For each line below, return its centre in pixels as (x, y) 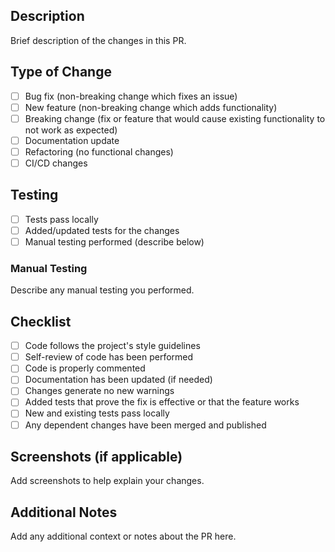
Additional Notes (64, 512)
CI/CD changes (56, 163)
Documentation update (72, 140)
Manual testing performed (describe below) (114, 241)
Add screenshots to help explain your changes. (107, 481)
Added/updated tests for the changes (102, 230)
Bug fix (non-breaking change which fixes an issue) (131, 96)
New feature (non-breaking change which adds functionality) (151, 107)
